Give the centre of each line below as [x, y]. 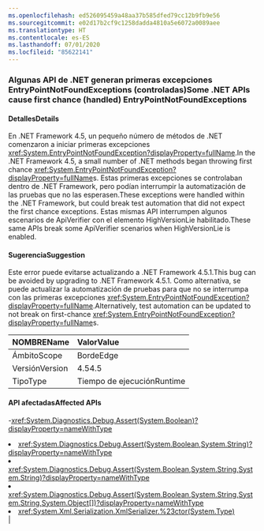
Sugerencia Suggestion [46, 254]
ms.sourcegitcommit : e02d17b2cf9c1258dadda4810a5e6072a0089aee [114, 23]
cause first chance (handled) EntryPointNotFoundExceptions [128, 100]
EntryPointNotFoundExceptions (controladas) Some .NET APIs [129, 89]
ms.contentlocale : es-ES [49, 38]
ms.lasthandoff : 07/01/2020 [54, 45]
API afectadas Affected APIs [55, 402]
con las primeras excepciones [57, 298]
